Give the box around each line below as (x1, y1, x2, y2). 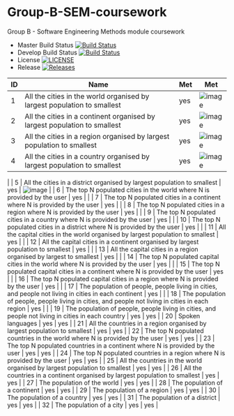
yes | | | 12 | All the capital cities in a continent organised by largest (7, 237, 199, 246)
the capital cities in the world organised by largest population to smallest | (7, 230, 219, 238)
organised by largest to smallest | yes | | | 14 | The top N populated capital (7, 252, 219, 260)
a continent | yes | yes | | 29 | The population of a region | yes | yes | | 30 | (7, 385, 221, 394)
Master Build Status (17, 40, 74, 49)
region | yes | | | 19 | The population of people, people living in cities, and (7, 304, 217, 313)
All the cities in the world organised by (24, 91, 150, 101)
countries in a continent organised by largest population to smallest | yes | (7, 371, 219, 379)
